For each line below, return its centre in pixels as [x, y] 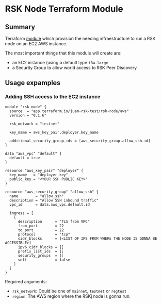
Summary [20, 27]
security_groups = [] [41, 255]
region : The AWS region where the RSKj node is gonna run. [71, 296]
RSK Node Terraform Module [64, 9]
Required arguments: [26, 281]
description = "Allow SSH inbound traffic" [54, 200]
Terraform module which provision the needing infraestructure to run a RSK [80, 38]
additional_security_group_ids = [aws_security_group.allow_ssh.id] [80, 141]
